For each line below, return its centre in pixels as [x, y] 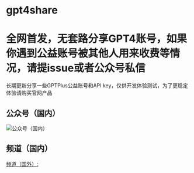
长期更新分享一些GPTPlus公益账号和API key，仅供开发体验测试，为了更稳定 [97, 86]
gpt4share [32, 10]
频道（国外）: [22, 164]
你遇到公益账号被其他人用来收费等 [88, 54]
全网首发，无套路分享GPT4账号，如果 [96, 39]
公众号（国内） [33, 113]
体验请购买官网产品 [29, 93]
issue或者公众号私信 [96, 68]
